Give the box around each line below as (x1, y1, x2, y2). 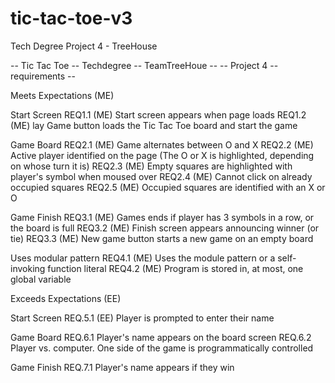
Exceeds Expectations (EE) (10, 292, 122, 304)
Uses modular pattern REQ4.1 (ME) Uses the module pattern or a (10, 252, 276, 264)
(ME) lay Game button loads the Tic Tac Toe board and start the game (10, 119, 298, 131)
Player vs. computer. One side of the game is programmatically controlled (10, 342, 314, 354)
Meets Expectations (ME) (10, 89, 115, 101)
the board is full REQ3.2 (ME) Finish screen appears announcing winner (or (10, 222, 320, 234)
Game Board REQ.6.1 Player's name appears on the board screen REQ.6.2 (10, 331, 312, 343)
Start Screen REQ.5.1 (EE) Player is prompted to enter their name (10, 312, 275, 324)
